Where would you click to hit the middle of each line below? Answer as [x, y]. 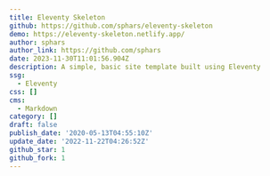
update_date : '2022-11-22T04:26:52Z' [79, 141]
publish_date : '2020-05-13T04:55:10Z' [81, 133]
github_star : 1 [37, 149]
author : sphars [37, 42]
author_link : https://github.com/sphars [86, 51]
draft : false [33, 125]
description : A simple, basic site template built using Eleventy [135, 68]
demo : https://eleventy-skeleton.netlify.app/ [97, 34]
